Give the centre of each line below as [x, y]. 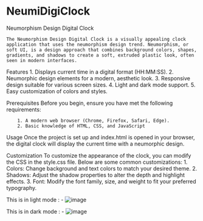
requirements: [24, 109]
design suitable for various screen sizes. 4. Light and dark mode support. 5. [101, 85]
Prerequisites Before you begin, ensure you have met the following [90, 103]
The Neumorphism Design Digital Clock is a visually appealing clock [96, 39]
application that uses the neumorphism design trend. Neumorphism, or [98, 44]
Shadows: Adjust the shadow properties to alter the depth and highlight [96, 175]
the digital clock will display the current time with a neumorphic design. [95, 144]
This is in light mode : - [35, 200]
